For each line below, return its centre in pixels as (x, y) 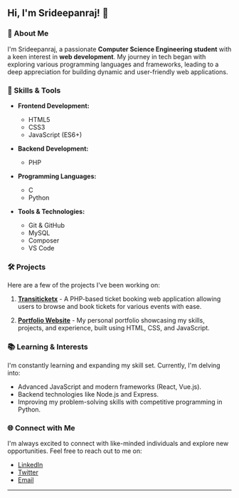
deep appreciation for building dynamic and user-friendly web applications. (118, 71)
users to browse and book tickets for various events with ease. (110, 307)
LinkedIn (30, 464)
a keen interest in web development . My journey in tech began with (107, 56)
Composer (44, 240)
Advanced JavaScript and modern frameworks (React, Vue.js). (109, 387)
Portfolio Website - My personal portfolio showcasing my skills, (111, 320)
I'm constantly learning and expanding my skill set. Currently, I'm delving (114, 365)
